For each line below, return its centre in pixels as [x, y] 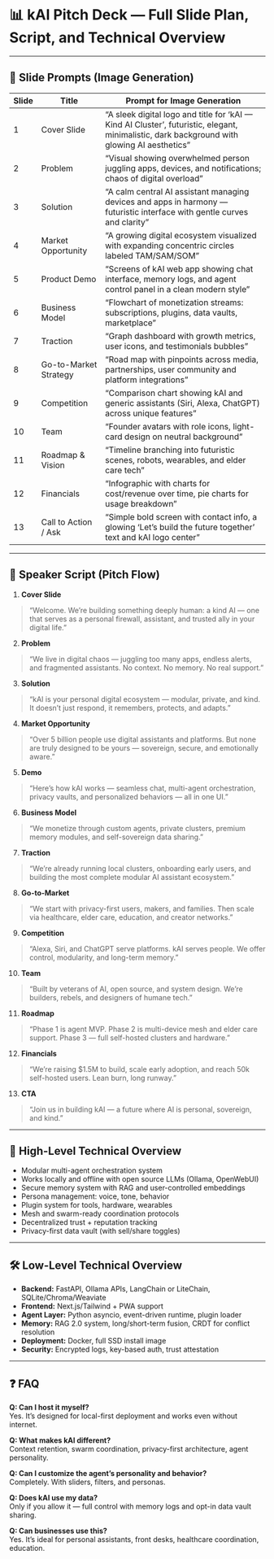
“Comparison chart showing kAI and [174, 393]
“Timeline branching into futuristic [170, 450]
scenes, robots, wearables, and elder [176, 459]
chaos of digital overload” [154, 178]
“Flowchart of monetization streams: [174, 303]
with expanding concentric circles [170, 246]
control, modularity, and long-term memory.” [104, 957]
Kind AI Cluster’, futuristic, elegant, [172, 124]
